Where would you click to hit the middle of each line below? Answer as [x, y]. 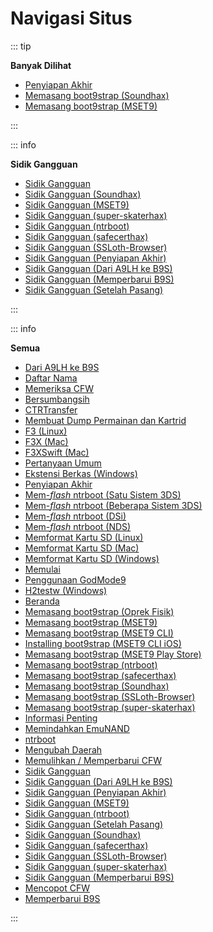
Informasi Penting [61, 718]
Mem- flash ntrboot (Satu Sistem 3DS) [103, 494]
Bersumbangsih [57, 399]
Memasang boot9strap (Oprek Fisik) [99, 611]
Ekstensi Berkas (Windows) [81, 473]
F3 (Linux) [46, 431]
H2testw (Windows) [66, 590]
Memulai [42, 569]
